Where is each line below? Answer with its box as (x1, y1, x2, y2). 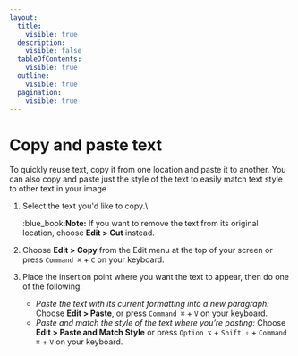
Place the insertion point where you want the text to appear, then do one (21, 272, 289, 283)
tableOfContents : (17, 55, 82, 64)
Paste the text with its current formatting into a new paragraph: (35, 299, 270, 309)
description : (17, 38, 66, 47)
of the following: (21, 281, 83, 292)
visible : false (25, 47, 82, 55)
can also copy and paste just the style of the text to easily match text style (9, 174, 284, 184)
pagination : (17, 88, 63, 97)
